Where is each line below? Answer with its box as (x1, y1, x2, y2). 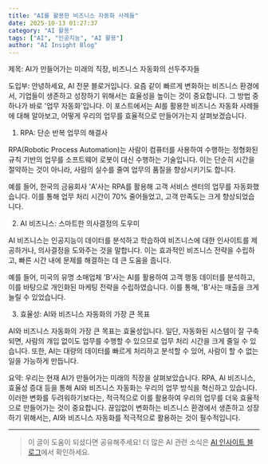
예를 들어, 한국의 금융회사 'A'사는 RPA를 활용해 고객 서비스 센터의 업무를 (8, 182, 232, 191)
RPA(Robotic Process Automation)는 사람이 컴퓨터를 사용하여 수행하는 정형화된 (8, 145, 258, 155)
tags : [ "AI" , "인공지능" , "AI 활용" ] (8, 33, 124, 42)
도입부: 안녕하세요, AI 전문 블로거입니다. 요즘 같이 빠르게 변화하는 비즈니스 (8, 81, 238, 91)
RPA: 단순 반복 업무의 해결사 (19, 128, 108, 138)
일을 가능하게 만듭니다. (8, 356, 79, 366)
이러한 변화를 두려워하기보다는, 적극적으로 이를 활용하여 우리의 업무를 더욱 (8, 393, 238, 403)
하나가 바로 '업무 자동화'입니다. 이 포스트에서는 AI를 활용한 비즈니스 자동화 (8, 101, 238, 111)
